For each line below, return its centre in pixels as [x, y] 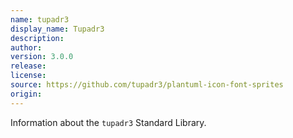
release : [28, 66]
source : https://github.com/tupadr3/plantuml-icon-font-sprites [147, 85]
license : [28, 76]
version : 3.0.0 [42, 57]
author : [26, 47]
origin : [26, 94]
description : [37, 38]
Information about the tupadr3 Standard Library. [108, 122]
